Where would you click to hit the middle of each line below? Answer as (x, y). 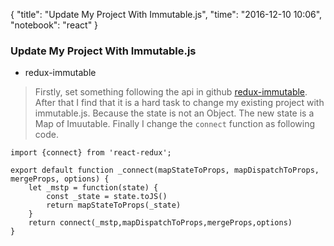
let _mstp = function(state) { (93, 188)
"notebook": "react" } (54, 25)
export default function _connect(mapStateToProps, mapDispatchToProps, (165, 170)
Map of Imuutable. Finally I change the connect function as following (175, 124)
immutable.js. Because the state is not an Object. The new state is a (174, 113)
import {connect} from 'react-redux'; (91, 153)
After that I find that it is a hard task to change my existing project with (179, 103)
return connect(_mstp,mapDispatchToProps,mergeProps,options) (160, 223)
